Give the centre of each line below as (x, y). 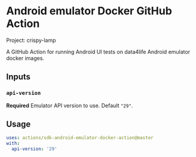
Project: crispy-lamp (31, 40)
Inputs (19, 77)
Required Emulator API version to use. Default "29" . (70, 105)
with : (13, 144)
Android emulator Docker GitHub (89, 11)
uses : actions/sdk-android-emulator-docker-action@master (80, 138)
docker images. (25, 58)
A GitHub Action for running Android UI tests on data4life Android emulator (98, 51)
